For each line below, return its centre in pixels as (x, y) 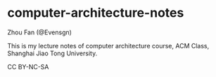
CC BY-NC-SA (28, 66)
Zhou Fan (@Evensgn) (40, 32)
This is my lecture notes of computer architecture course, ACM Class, (108, 45)
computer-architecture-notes (96, 13)
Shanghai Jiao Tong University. (52, 53)
